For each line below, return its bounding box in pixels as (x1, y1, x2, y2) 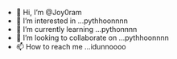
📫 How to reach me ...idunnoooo (15, 42, 126, 51)
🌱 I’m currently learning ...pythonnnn (15, 25, 138, 33)
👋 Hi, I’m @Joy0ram (15, 8, 82, 17)
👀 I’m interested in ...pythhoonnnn (15, 16, 129, 26)
